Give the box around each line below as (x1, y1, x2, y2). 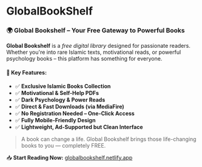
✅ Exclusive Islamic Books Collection (15, 82, 111, 90)
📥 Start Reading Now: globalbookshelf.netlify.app (6, 154, 133, 161)
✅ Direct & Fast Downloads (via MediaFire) (15, 103, 124, 110)
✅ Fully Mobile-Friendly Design (15, 116, 96, 123)
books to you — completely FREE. (21, 142, 106, 149)
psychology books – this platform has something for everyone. (6, 55, 163, 62)
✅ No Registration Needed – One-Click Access (15, 110, 135, 117)
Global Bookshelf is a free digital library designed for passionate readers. (6, 42, 191, 50)
